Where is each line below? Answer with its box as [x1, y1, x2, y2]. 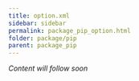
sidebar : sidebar [8, 19, 67, 27]
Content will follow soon [8, 63, 88, 73]
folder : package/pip [8, 34, 78, 43]
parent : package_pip [8, 42, 78, 50]
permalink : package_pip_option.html [8, 26, 131, 34]
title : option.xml [8, 11, 70, 20]
